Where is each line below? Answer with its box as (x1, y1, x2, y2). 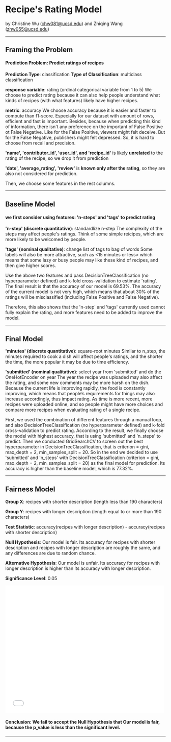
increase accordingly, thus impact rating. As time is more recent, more (5, 396, 153, 402)
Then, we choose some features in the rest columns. (5, 180, 116, 186)
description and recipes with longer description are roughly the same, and (5, 544, 161, 550)
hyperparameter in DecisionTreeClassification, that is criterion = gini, (5, 443, 149, 450)
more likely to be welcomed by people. (5, 236, 87, 243)
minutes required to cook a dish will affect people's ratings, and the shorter (5, 353, 163, 360)
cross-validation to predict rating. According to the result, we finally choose (5, 427, 164, 434)
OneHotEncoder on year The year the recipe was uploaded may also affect (5, 374, 162, 380)
